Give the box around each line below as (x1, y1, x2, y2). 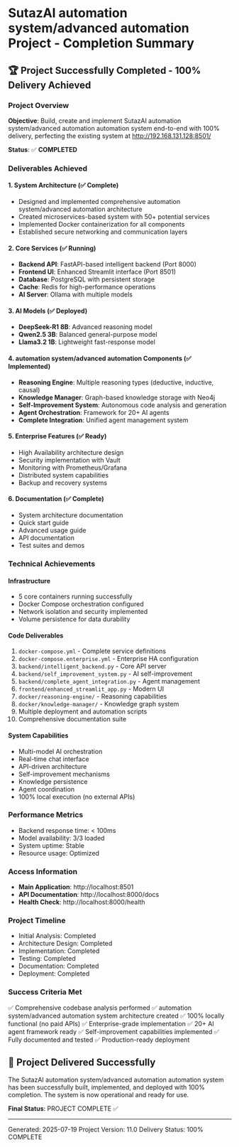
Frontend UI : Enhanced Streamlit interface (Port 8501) (18, 268, 177, 276)
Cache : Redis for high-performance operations (18, 283, 156, 291)
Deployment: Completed (18, 969, 90, 978)
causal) (18, 385, 40, 394)
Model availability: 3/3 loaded (18, 834, 105, 842)
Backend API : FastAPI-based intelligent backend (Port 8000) (18, 260, 197, 269)
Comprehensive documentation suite (18, 715, 127, 723)
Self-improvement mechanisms (18, 770, 111, 778)
